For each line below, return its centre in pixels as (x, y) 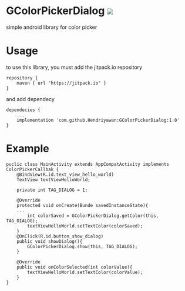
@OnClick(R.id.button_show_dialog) (60, 236)
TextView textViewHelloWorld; (54, 180)
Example (28, 149)
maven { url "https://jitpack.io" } (62, 83)
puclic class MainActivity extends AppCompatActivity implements (88, 164)
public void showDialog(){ (50, 241)
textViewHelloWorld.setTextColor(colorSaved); (85, 226)
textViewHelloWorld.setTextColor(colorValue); (85, 272)
